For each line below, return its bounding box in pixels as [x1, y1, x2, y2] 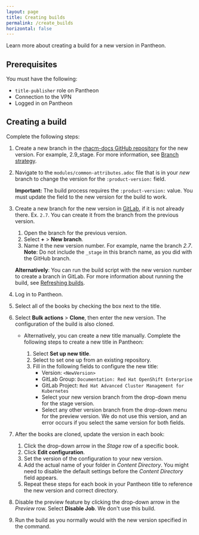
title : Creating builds [6, 14, 66, 20]
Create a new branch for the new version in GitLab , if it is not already [14, 205, 185, 212]
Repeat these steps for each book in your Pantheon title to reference [23, 480, 193, 488]
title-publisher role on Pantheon [14, 87, 99, 94]
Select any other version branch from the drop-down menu [41, 406, 187, 413]
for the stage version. [41, 399, 94, 407]
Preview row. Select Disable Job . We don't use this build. [14, 504, 156, 512]
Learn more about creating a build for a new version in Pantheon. [6, 42, 166, 49]
